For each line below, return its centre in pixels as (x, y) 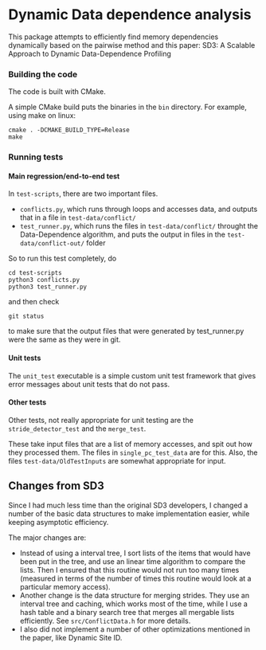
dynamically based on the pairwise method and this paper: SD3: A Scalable (132, 45)
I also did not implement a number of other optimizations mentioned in (135, 629)
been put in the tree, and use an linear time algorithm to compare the (133, 561)
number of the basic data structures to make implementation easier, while (129, 513)
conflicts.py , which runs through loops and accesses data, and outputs (139, 209)
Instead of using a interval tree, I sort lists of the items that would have (135, 553)
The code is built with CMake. (57, 92)
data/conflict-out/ (52, 244)
